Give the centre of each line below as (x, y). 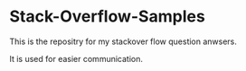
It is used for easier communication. (76, 58)
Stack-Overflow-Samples (107, 17)
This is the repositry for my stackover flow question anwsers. (123, 41)
